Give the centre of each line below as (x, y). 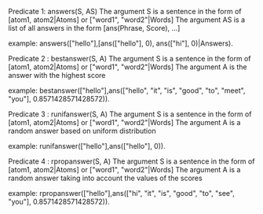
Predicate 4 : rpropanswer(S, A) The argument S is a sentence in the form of (131, 161)
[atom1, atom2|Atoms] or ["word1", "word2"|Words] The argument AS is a (127, 20)
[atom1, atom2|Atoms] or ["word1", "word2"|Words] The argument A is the (128, 67)
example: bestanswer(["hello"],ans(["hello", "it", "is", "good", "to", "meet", (127, 90)
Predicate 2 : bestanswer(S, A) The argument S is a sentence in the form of (130, 59)
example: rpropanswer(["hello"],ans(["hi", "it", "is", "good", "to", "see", (122, 193)
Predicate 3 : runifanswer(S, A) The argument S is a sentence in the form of (130, 114)
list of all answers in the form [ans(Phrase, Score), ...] (94, 28)
